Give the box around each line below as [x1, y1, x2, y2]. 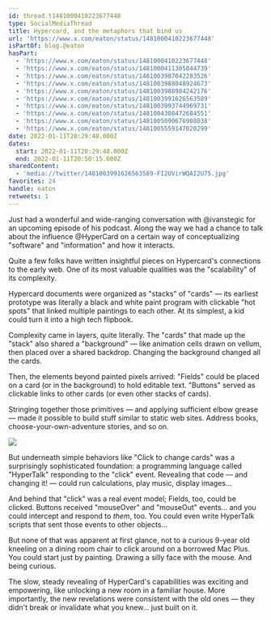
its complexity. [8, 272, 57, 283]
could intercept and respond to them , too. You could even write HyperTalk [8, 511, 255, 521]
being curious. [8, 561, 57, 571]
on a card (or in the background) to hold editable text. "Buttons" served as [8, 380, 256, 390]
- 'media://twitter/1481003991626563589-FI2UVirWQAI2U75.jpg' [15, 170, 230, 178]
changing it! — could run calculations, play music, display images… [8, 478, 232, 487]
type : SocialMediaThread [8, 19, 92, 27]
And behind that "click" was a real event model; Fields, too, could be [8, 494, 237, 504]
